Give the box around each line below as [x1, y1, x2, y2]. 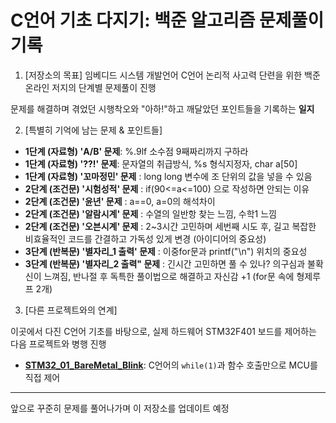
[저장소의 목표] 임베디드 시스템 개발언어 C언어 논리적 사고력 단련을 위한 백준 [24, 69, 321, 81]
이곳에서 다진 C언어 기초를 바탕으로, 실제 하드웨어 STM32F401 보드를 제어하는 [10, 325, 317, 337]
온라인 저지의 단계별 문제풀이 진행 [24, 81, 157, 93]
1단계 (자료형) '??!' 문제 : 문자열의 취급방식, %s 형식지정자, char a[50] [24, 157, 298, 170]
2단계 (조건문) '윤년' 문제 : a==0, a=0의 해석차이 [24, 195, 216, 207]
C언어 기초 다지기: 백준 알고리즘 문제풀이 [10, 9, 325, 32]
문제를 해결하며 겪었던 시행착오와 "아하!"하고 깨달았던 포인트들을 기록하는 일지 [10, 102, 315, 115]
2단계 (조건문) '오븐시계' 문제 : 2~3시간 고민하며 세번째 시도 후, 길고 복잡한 [24, 220, 317, 232]
